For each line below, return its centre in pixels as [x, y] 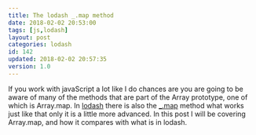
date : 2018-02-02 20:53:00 [52, 23]
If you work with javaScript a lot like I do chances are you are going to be [126, 89]
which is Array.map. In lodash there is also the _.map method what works [126, 105]
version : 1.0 [29, 67]
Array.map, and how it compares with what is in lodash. [98, 122]
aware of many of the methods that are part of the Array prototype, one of [128, 97]
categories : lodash [40, 45]
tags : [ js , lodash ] [38, 30]
